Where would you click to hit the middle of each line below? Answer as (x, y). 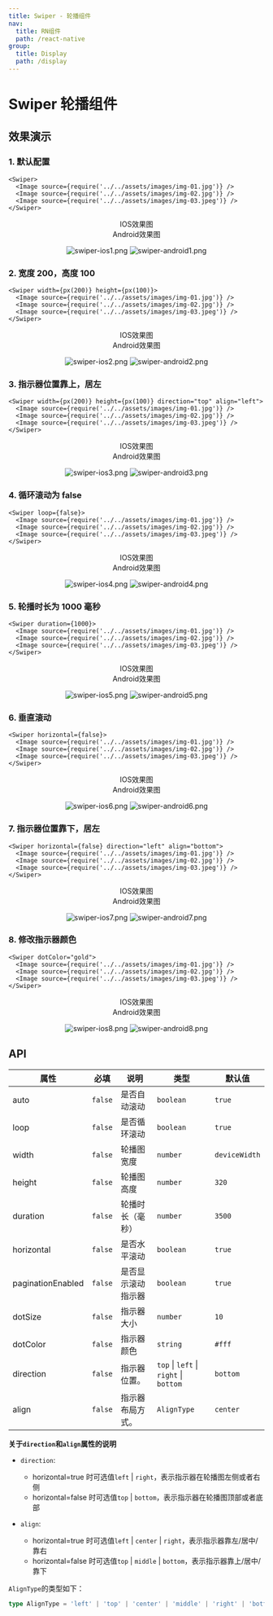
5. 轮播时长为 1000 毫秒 (55, 606)
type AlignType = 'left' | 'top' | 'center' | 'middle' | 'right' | (127, 1604)
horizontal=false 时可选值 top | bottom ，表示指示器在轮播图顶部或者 (144, 1497)
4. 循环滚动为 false (45, 495)
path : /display (41, 62)
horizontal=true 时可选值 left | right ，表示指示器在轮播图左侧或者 (143, 1477)
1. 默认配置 (29, 162)
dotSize (27, 1316)
